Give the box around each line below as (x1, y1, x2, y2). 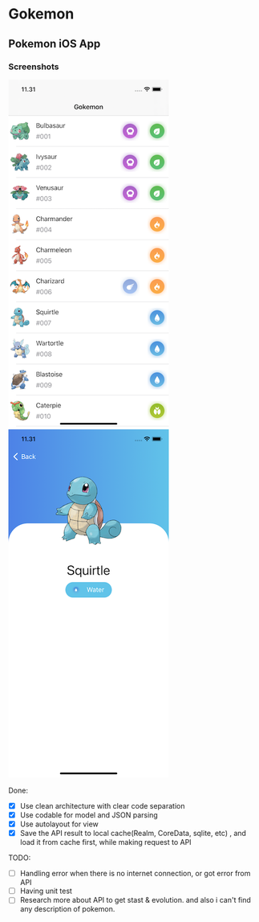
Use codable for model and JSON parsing (19, 809, 158, 820)
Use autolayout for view (19, 819, 99, 829)
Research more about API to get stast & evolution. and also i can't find (19, 895, 251, 905)
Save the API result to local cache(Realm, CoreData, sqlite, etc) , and (19, 829, 247, 838)
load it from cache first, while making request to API (19, 838, 192, 847)
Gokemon (8, 5, 75, 23)
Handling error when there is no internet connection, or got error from (19, 869, 251, 879)
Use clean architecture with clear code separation (19, 801, 185, 810)
